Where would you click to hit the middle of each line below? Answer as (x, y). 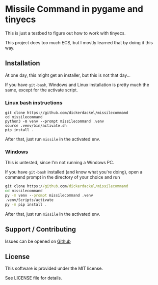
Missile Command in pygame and (74, 9)
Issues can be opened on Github (38, 241)
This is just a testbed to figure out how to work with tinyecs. (66, 33)
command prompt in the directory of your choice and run (63, 177)
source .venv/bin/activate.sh (36, 126)
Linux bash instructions (34, 103)
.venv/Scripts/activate (29, 200)
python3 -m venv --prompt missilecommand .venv (55, 121)
